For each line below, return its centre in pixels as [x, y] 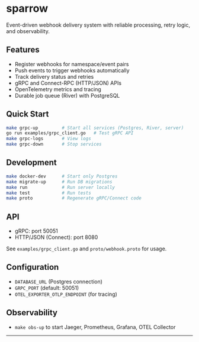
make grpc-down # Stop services [54, 144]
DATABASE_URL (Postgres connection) [58, 281]
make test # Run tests [49, 193]
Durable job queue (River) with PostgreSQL [67, 95]
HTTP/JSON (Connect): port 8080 [56, 237]
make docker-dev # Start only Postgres [62, 176]
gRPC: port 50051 [36, 231]
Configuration [33, 267]
